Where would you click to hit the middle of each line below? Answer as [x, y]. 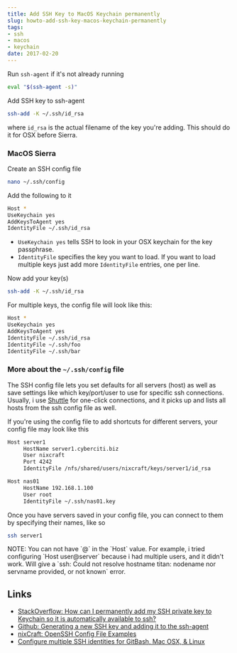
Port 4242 [38, 462]
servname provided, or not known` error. [67, 572]
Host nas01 [23, 481]
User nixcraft [44, 455]
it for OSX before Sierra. [43, 135]
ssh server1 [25, 536]
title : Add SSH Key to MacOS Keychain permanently [84, 14]
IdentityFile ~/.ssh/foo [44, 345]
